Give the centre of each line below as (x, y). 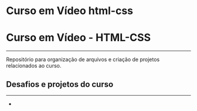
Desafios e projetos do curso (60, 84)
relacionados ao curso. (34, 66)
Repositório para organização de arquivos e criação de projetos (83, 59)
